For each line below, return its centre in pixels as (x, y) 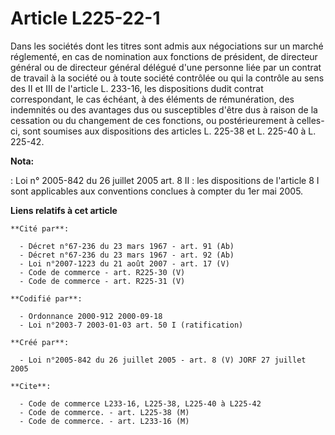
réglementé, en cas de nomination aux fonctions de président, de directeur (164, 56)
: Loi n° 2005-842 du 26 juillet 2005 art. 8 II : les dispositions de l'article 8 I (165, 180)
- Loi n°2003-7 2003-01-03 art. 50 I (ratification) (131, 325)
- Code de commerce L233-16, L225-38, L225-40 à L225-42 (140, 403)
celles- (310, 120)
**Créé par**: (40, 342)
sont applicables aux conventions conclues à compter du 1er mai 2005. (157, 191)
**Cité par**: (40, 228)
